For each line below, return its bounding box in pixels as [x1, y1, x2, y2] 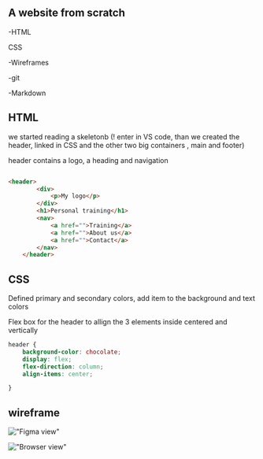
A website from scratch [8, 6, 126, 20]
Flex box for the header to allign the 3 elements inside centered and [8, 317, 228, 327]
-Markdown [8, 88, 46, 98]
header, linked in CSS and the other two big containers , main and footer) [8, 140, 245, 150]
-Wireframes [8, 57, 50, 67]
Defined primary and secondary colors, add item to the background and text [8, 294, 256, 303]
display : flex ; [22, 355, 72, 363]
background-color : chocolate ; [22, 348, 122, 356]
